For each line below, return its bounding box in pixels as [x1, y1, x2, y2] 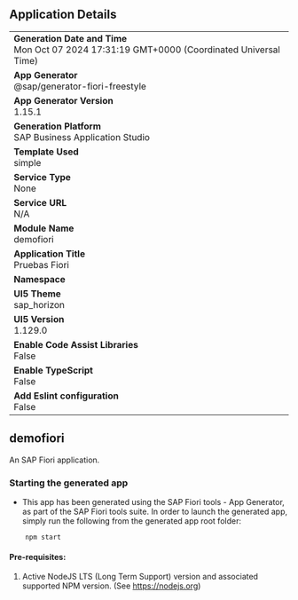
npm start [25, 533, 62, 541]
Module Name [13, 222, 74, 234]
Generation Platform [13, 120, 102, 132]
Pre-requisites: [9, 551, 67, 562]
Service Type [13, 170, 71, 183]
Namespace [13, 272, 67, 285]
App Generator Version [13, 94, 114, 107]
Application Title [13, 248, 86, 260]
